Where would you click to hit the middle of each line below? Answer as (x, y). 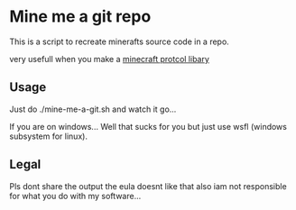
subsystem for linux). (49, 136)
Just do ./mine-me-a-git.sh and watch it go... (93, 109)
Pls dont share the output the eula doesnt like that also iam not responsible (148, 186)
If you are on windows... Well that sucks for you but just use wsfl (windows (148, 126)
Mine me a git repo (80, 17)
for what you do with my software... (75, 196)
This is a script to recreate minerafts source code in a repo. (120, 41)
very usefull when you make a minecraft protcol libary (110, 59)
